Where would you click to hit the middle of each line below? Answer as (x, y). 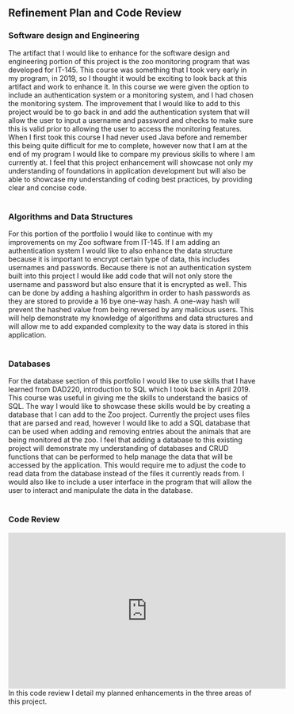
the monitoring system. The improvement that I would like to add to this (124, 103)
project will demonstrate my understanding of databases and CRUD (118, 449)
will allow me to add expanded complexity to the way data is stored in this (128, 326)
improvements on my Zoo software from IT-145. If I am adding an (114, 242)
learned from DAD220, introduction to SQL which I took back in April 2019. (130, 389)
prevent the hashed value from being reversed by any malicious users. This (131, 309)
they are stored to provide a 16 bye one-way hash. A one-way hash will (124, 301)
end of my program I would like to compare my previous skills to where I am (132, 154)
